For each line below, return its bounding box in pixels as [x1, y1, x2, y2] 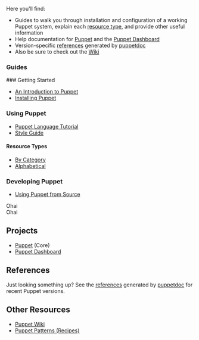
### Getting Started [6, 77, 55, 84]
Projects [6, 226, 38, 236]
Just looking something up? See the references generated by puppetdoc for [6, 281, 193, 288]
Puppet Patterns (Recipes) [14, 327, 80, 334]
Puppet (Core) [14, 241, 50, 249]
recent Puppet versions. [6, 287, 66, 294]
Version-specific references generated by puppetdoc [14, 42, 146, 49]
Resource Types [6, 143, 48, 150]
